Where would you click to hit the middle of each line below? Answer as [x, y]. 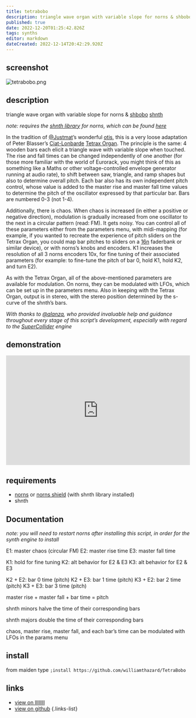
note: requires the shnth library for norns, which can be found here [86, 126]
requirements [31, 480]
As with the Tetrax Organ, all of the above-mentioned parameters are [89, 278]
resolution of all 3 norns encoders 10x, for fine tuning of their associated [93, 254]
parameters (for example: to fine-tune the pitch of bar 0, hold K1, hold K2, [94, 260]
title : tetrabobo [27, 11]
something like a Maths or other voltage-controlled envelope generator [91, 168]
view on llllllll [30, 702]
